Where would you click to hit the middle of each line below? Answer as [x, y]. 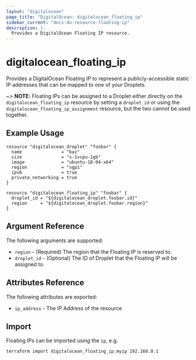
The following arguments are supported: [55, 240]
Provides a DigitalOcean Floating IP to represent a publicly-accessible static [98, 79]
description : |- [26, 28]
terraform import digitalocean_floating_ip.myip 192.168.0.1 [82, 351]
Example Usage [35, 133]
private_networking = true [44, 177]
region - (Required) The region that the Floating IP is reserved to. [93, 252]
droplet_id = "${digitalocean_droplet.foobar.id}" [75, 198]
